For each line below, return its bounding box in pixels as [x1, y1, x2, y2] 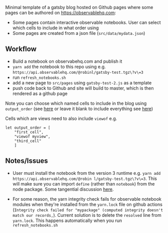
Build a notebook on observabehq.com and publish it [12, 58, 122, 64]
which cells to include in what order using [12, 25, 99, 31]
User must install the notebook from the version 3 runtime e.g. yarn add [12, 170, 161, 176]
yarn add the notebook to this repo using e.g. [12, 63, 106, 70]
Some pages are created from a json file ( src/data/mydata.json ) [12, 30, 145, 36]
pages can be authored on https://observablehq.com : [5, 10, 117, 16]
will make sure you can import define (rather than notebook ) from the [12, 180, 155, 187]
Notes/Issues [5, 157, 48, 165]
